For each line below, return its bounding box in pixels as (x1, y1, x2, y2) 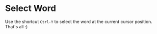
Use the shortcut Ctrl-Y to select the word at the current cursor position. (5, 19, 153, 24)
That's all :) (5, 23, 28, 29)
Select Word (5, 3, 56, 14)
